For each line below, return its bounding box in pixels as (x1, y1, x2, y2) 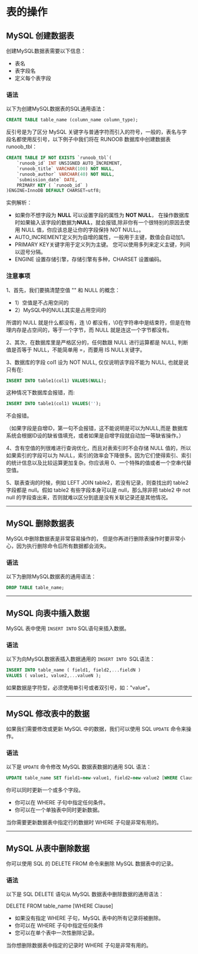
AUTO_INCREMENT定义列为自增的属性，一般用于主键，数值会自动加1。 (14, 234, 189, 241)
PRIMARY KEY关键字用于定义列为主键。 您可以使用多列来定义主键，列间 (14, 241, 190, 248)
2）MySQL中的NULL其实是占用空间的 (14, 306, 107, 313)
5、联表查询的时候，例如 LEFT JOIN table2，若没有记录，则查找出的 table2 (6, 479, 189, 486)
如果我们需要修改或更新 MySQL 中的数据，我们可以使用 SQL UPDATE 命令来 (6, 726, 187, 732)
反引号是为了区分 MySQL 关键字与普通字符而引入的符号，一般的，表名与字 (6, 128, 187, 135)
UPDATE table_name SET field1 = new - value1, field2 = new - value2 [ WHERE (6, 775, 178, 781)
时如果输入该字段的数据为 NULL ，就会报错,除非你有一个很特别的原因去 (14, 219, 185, 226)
